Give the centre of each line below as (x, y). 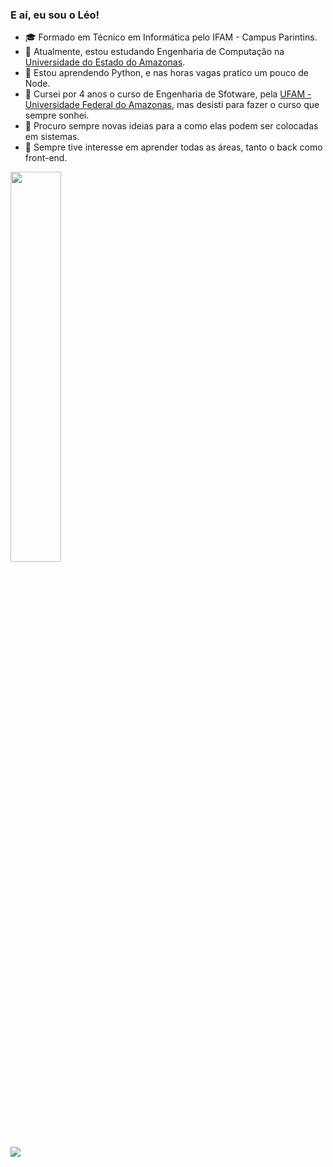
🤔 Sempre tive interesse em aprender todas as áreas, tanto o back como (173, 147)
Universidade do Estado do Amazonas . (105, 62)
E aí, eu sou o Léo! (55, 15)
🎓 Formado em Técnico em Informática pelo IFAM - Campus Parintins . (171, 37)
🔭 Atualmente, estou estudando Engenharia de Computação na (154, 52)
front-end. (46, 158)
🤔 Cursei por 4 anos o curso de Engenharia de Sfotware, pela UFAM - (168, 94)
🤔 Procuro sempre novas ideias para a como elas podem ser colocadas (171, 126)
